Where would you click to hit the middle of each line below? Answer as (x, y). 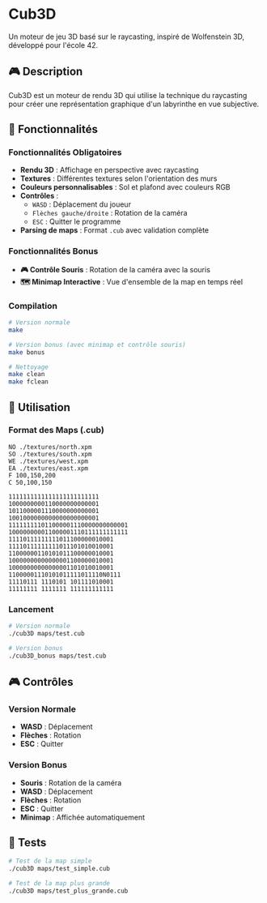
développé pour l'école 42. (53, 45)
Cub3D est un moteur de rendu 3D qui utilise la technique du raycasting (128, 95)
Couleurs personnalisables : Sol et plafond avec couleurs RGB (125, 187)
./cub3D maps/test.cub (47, 634)
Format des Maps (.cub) (57, 430)
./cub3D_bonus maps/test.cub (57, 656)
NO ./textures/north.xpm (50, 447)
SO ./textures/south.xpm (50, 454)
